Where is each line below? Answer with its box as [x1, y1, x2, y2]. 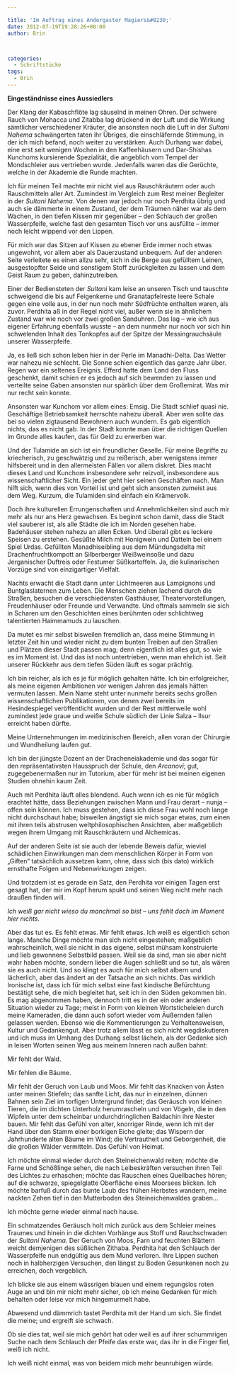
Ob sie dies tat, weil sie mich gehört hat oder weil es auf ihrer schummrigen [7, 1329, 228, 1339]
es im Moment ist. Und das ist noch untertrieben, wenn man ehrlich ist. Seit [7, 652, 226, 661]
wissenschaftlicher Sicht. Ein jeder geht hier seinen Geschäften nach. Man [7, 476, 224, 484]
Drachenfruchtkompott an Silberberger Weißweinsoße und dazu [7, 550, 195, 558]
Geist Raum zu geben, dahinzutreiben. [7, 271, 119, 279]
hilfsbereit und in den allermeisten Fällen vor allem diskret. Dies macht [7, 461, 212, 470]
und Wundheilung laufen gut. [7, 740, 92, 749]
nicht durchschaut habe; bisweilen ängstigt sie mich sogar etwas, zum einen [7, 812, 231, 822]
